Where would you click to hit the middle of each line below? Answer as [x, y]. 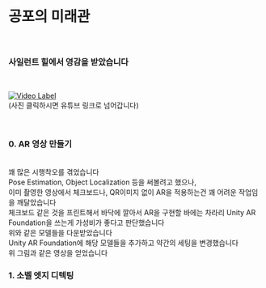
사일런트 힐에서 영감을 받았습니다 [69, 61]
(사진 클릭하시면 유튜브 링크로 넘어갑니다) [74, 105]
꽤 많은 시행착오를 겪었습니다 [54, 172]
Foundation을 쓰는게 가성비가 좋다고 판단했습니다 [87, 222]
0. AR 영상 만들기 [40, 144]
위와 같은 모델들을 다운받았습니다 [61, 232]
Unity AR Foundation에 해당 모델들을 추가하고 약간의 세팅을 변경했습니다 [123, 243]
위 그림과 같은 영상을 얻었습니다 [58, 252]
